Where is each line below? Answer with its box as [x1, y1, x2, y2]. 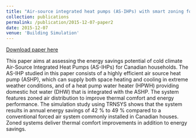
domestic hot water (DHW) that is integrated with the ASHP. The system [6, 89, 179, 95]
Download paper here [6, 46, 58, 53]
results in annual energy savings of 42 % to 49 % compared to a [6, 107, 162, 114]
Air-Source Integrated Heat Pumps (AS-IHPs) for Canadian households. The [6, 63, 188, 70]
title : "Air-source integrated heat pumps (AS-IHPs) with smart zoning [6, 8, 184, 15]
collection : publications [6, 14, 69, 20]
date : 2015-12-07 [6, 24, 48, 31]
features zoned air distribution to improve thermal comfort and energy [6, 94, 174, 102]
